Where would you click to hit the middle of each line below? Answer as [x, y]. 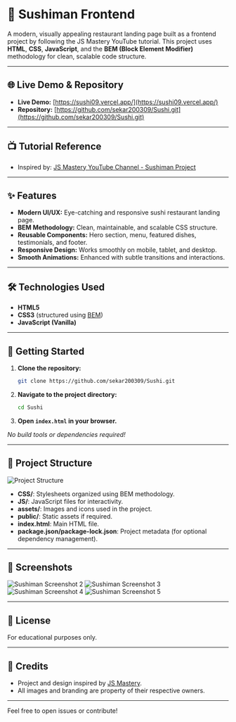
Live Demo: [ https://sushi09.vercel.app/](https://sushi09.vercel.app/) [118, 102]
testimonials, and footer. [52, 243]
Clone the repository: [49, 368]
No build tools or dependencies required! [66, 434]
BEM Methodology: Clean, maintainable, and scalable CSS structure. [117, 227]
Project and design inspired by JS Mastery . [80, 683]
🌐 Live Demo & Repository [66, 85]
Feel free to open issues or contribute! [63, 711]
